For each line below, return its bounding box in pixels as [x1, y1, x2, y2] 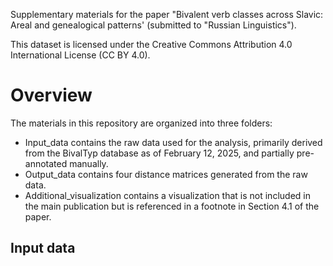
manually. [69, 157, 109, 169]
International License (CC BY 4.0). [10, 49, 151, 61]
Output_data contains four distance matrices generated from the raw [24, 168, 308, 180]
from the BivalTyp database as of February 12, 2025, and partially [24, 147, 295, 159]
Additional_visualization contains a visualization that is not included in [24, 189, 311, 201]
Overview [10, 84, 93, 107]
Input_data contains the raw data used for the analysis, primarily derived [24, 136, 323, 148]
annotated [24, 157, 68, 169]
